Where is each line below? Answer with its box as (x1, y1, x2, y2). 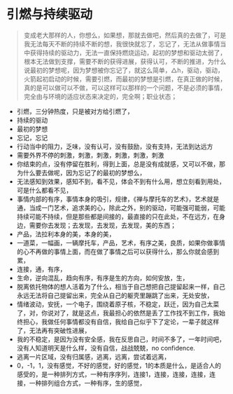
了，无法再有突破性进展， (16, 326, 91, 334)
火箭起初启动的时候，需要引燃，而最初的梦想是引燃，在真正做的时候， (23, 74, 227, 83)
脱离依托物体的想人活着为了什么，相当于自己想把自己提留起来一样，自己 (16, 282, 225, 291)
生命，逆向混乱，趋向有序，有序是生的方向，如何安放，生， (16, 273, 189, 282)
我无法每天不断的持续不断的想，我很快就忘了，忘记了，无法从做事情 (23, 39, 220, 48)
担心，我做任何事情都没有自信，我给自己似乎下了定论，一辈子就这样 (22, 317, 220, 326)
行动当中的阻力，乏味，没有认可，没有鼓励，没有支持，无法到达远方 (16, 142, 213, 151)
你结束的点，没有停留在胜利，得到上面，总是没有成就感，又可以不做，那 (16, 159, 225, 168)
